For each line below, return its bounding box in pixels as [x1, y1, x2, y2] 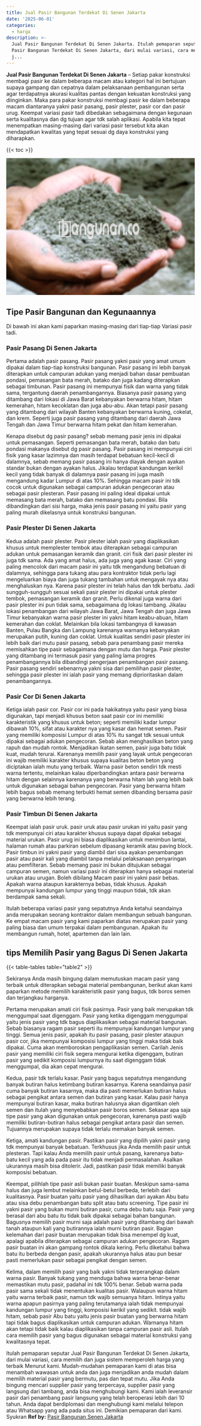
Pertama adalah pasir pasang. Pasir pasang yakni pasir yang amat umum [6, 358, 186, 365]
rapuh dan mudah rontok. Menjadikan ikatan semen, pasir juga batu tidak [6, 744, 187, 751]
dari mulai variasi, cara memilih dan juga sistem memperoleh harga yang [6, 1356, 184, 1363]
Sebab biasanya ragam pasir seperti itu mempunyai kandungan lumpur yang [6, 1025, 194, 1032]
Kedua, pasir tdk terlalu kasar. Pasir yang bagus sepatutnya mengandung [6, 1074, 187, 1082]
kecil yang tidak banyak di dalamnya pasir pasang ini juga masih [6, 471, 165, 478]
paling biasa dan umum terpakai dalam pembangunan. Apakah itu [6, 924, 168, 931]
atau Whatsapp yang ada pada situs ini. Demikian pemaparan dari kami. [6, 1407, 183, 1414]
